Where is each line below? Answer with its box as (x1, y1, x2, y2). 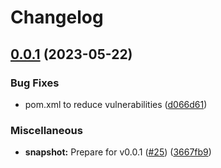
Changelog (10, 6, 104, 29)
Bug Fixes (10, 76, 60, 90)
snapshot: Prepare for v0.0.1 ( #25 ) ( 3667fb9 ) (24, 146, 212, 158)
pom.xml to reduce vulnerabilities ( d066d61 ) (24, 98, 208, 110)
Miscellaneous (10, 123, 83, 137)
